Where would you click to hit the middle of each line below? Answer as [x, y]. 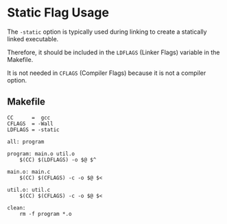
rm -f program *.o [46, 214]
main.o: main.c [29, 172]
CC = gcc [29, 117]
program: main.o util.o [41, 154]
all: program [26, 142]
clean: [16, 208]
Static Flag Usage [58, 13]
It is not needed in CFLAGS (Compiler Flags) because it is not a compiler [107, 73]
